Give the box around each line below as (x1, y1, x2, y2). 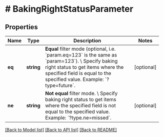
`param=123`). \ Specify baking (45, 58, 118, 64)
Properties (5, 23, 38, 31)
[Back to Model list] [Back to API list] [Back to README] (5, 127, 117, 133)
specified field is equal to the (45, 70, 111, 77)
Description (73, 38, 102, 44)
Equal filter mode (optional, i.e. (45, 45, 116, 52)
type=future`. (45, 82, 76, 89)
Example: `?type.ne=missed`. (45, 115, 112, 121)
